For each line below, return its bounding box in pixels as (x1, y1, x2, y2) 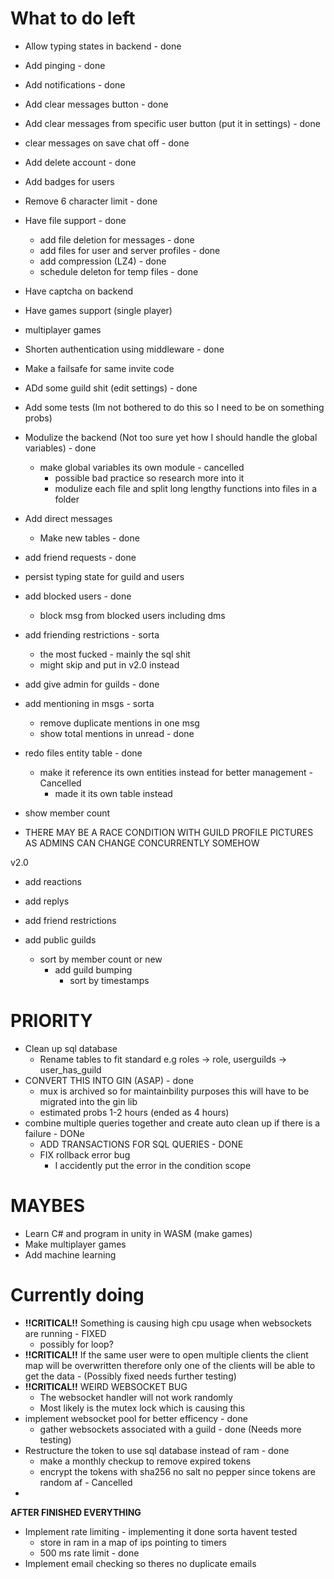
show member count (24, 807, 111, 819)
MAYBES (10, 1195, 86, 1217)
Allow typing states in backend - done (24, 40, 182, 52)
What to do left (10, 7, 136, 30)
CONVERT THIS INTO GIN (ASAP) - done (24, 1074, 194, 1086)
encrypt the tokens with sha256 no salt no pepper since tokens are (39, 1465, 317, 1477)
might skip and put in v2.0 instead (39, 658, 180, 671)
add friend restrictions (24, 914, 117, 926)
